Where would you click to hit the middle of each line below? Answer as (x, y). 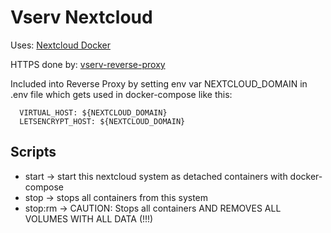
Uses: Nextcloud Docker (60, 45)
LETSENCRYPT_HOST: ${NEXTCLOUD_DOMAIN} (102, 121)
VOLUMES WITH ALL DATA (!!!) (89, 218)
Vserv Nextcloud (81, 17)
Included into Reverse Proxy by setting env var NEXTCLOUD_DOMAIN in (159, 83)
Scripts (33, 152)
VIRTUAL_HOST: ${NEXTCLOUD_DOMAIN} (93, 112)
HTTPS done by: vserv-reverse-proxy (88, 64)
